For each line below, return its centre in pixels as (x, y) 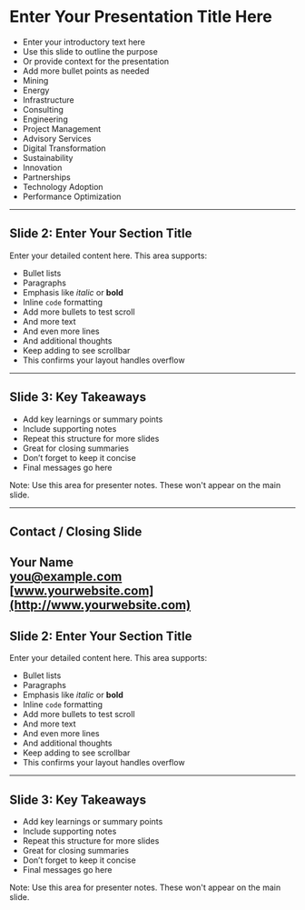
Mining (35, 80)
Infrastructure (48, 100)
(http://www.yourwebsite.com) (100, 605)
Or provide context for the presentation (96, 61)
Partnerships (46, 177)
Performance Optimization (72, 196)
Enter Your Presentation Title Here (141, 17)
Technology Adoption (63, 186)
